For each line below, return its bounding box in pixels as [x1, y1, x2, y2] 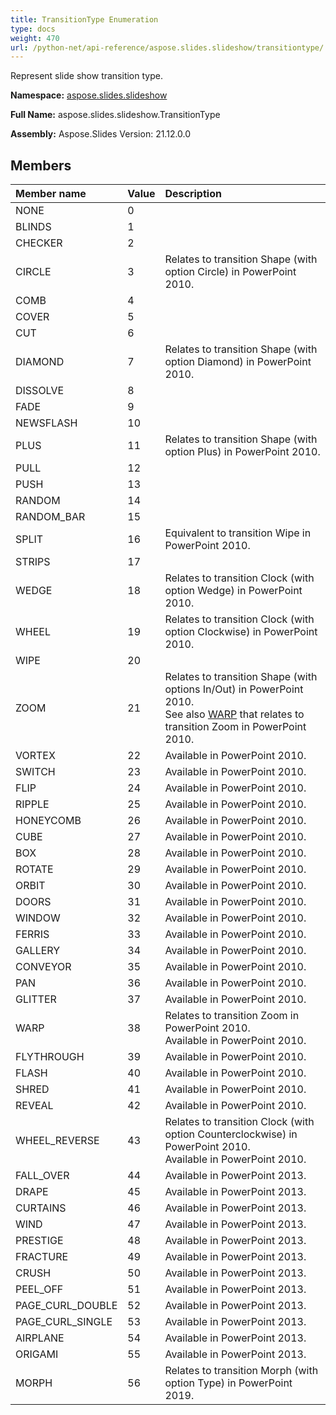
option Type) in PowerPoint [164, 1376, 293, 1390]
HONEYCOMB [15, 814, 82, 828]
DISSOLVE [15, 384, 65, 398]
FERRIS [15, 927, 50, 941]
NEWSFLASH [15, 416, 78, 430]
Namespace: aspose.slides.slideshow [10, 89, 168, 101]
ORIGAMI [15, 1347, 59, 1361]
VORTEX [15, 749, 56, 763]
